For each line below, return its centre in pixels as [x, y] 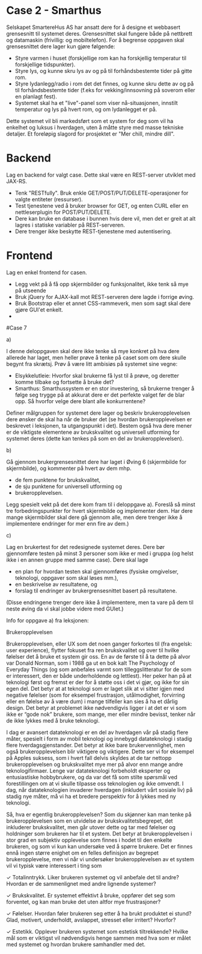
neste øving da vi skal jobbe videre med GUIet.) [65, 609]
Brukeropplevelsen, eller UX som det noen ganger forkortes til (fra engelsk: [99, 644]
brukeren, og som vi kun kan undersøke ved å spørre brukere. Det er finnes [99, 846]
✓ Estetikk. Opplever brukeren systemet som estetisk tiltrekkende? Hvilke [97, 931]
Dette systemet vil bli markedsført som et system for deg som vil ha [90, 121]
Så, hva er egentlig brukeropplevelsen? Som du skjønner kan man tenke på [99, 814]
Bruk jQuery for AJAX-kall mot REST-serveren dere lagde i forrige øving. [104, 297]
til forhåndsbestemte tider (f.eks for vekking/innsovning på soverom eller [105, 90]
